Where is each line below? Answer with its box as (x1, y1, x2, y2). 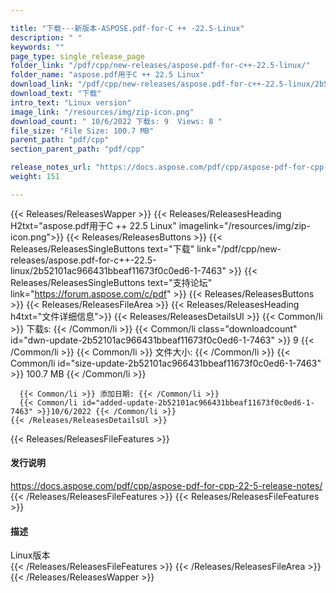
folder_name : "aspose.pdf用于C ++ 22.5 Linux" (10, 70, 205, 80)
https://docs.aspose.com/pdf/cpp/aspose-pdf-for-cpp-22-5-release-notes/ (10, 479, 323, 491)
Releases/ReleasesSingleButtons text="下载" (10, 242, 195, 255)
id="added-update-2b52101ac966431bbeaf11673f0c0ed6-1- (81, 397, 315, 408)
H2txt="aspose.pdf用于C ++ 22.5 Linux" (10, 219, 177, 231)
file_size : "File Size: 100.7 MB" (10, 126, 155, 136)
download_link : (10, 79, 74, 90)
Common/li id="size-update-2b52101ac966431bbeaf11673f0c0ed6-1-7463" (10, 357, 322, 369)
